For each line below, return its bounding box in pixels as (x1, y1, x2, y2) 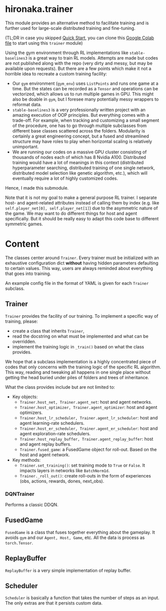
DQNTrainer (5, 490, 35, 497)
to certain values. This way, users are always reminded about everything (5, 265, 154, 271)
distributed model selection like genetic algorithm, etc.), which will (12, 170, 148, 176)
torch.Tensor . (5, 540, 33, 545)
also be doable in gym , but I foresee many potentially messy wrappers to (12, 96, 159, 102)
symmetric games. (5, 221, 43, 227)
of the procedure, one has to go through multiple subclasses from (12, 123, 147, 129)
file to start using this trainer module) (5, 40, 83, 46)
